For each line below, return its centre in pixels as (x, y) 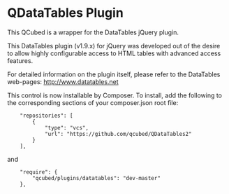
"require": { (39, 172)
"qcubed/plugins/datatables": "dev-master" (96, 178)
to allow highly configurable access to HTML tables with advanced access (114, 53)
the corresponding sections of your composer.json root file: (93, 102)
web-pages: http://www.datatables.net (63, 81)
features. (20, 60)
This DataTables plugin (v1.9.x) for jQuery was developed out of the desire (114, 46)
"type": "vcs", (67, 127)
